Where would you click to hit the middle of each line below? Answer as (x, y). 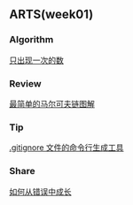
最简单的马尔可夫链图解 (52, 103)
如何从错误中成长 (40, 191)
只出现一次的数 (36, 60)
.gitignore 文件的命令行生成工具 (66, 148)
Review (25, 83)
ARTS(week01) (51, 15)
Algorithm (31, 40)
